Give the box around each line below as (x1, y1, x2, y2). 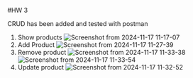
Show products (17, 33, 62, 41)
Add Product (17, 41, 55, 48)
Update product (17, 63, 65, 71)
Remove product (17, 48, 67, 56)
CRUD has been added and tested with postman (7, 20, 148, 27)
